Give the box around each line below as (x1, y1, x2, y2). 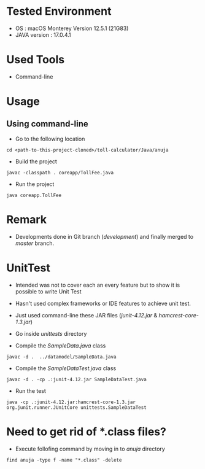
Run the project (15, 180, 55, 188)
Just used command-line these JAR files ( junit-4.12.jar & (15, 311, 158, 319)
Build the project (15, 158, 57, 165)
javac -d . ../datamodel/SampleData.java (6, 354, 117, 360)
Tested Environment (6, 4, 112, 18)
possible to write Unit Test (15, 287, 82, 295)
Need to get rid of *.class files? (6, 425, 167, 438)
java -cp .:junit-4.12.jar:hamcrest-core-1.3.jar (6, 399, 136, 405)
